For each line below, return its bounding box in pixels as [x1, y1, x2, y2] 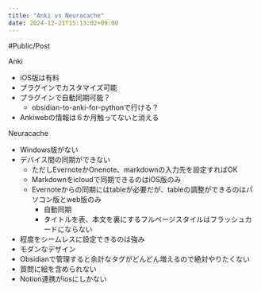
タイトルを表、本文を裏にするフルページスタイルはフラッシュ [43, 214, 246, 223]
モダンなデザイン [19, 244, 76, 254]
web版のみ [66, 194, 102, 204]
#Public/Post [8, 41, 50, 50]
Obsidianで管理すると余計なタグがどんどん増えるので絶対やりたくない [19, 254, 251, 263]
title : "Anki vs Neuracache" [8, 11, 105, 20]
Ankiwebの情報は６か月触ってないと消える [19, 112, 159, 122]
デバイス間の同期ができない [19, 154, 111, 164]
